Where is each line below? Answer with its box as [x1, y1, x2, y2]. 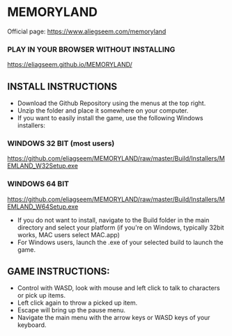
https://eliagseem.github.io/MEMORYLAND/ [7, 61, 132, 69]
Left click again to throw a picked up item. [17, 298, 138, 307]
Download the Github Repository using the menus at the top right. [17, 99, 206, 108]
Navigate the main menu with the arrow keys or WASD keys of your [17, 314, 210, 322]
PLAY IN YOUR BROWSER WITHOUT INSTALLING [7, 45, 176, 54]
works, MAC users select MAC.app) [17, 230, 121, 239]
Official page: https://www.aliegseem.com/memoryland [7, 27, 167, 35]
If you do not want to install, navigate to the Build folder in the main [17, 216, 210, 224]
